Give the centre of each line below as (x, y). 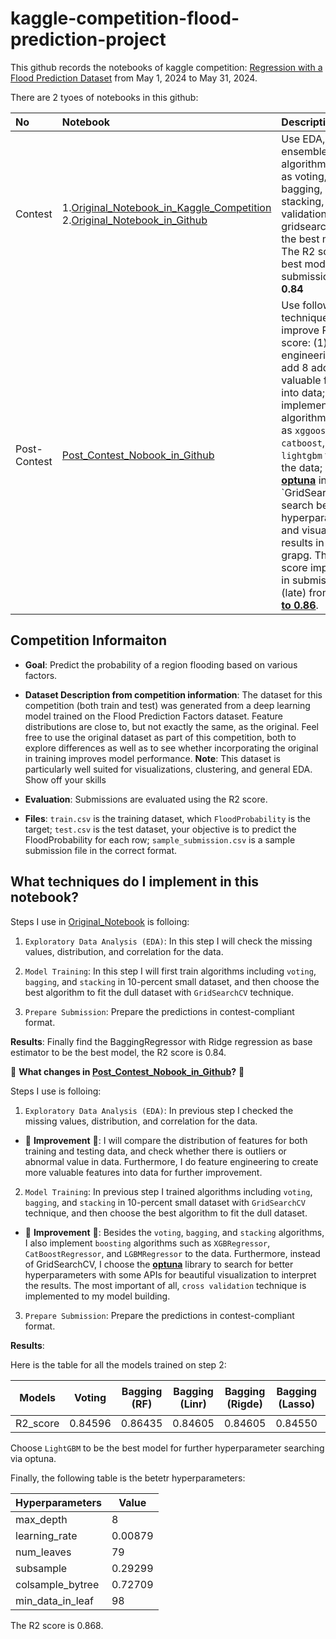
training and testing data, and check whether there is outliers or (155, 1151)
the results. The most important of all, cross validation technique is (165, 1285)
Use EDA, (303, 139)
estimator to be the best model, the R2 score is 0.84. (118, 1052)
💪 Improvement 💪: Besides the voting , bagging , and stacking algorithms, (174, 1232)
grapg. (297, 555)
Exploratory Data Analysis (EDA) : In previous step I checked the (159, 1110)
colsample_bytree (57, 1584)
